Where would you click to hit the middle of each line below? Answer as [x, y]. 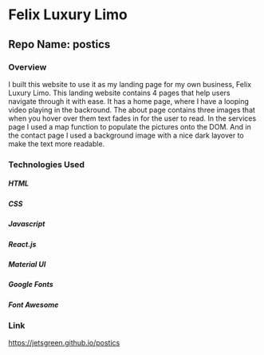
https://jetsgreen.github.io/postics [64, 343]
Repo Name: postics [59, 44]
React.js [22, 244]
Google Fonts [31, 285]
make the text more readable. [57, 144]
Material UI [27, 264]
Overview [28, 67]
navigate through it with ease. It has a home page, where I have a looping [129, 101]
